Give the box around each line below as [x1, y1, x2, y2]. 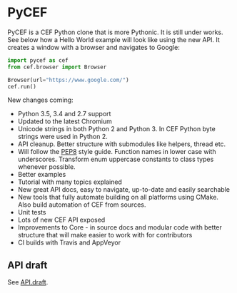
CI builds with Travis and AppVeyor [17, 238, 121, 247]
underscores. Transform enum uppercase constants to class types [17, 155, 214, 164]
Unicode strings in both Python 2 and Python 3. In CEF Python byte [17, 125, 216, 133]
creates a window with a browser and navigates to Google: [7, 43, 180, 51]
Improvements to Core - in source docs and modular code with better [17, 223, 223, 232]
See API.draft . [7, 278, 49, 287]
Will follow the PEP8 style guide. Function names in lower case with [17, 148, 216, 156]
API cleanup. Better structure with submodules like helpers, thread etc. [17, 140, 226, 148]
